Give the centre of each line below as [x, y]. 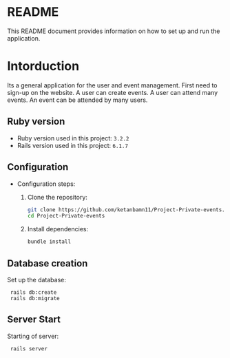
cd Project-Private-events [66, 216]
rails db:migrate [35, 298]
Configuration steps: [46, 184]
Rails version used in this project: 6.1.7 [73, 145]
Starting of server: [33, 336]
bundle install [49, 242]
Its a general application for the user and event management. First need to [113, 85]
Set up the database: [37, 280]
